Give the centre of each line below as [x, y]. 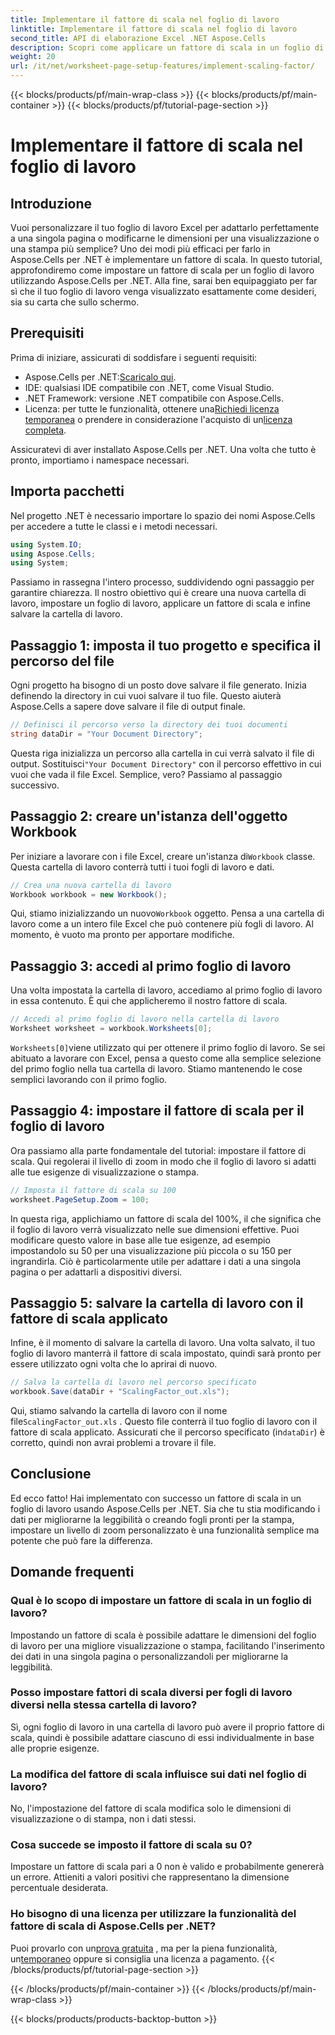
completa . [45, 430]
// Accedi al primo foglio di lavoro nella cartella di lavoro [145, 1019]
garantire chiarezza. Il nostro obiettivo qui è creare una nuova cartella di [158, 593]
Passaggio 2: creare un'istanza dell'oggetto [149, 816]
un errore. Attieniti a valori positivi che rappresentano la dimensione [150, 1877]
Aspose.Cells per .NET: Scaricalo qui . [100, 377]
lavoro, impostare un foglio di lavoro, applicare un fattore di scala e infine [160, 603]
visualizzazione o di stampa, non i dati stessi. [103, 1819]
